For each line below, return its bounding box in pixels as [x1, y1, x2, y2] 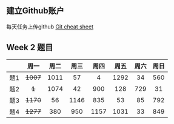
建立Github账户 [6, 5, 65, 16]
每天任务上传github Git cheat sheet [6, 23, 94, 30]
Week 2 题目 [6, 42, 53, 53]
